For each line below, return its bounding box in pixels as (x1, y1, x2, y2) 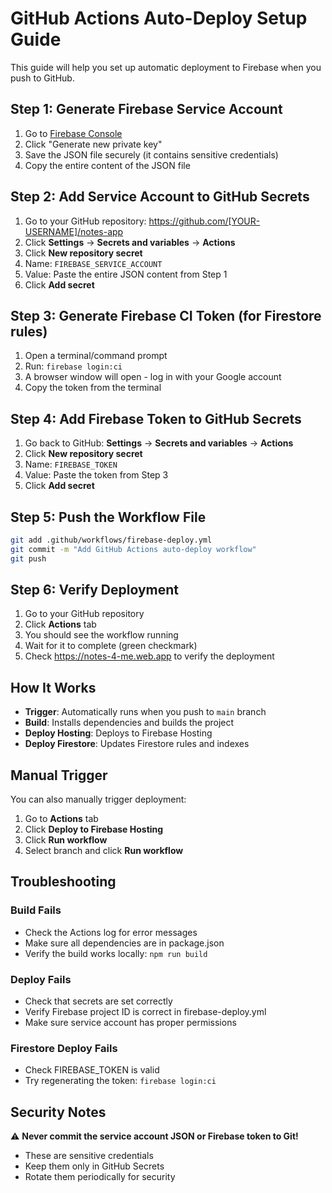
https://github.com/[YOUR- (148, 215, 261, 227)
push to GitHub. (10, 72, 75, 84)
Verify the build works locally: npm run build (24, 947, 208, 959)
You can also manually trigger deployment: (10, 793, 187, 806)
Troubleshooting (10, 873, 117, 891)
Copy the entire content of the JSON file (24, 159, 191, 171)
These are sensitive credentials (24, 1150, 154, 1162)
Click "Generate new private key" (24, 138, 163, 150)
